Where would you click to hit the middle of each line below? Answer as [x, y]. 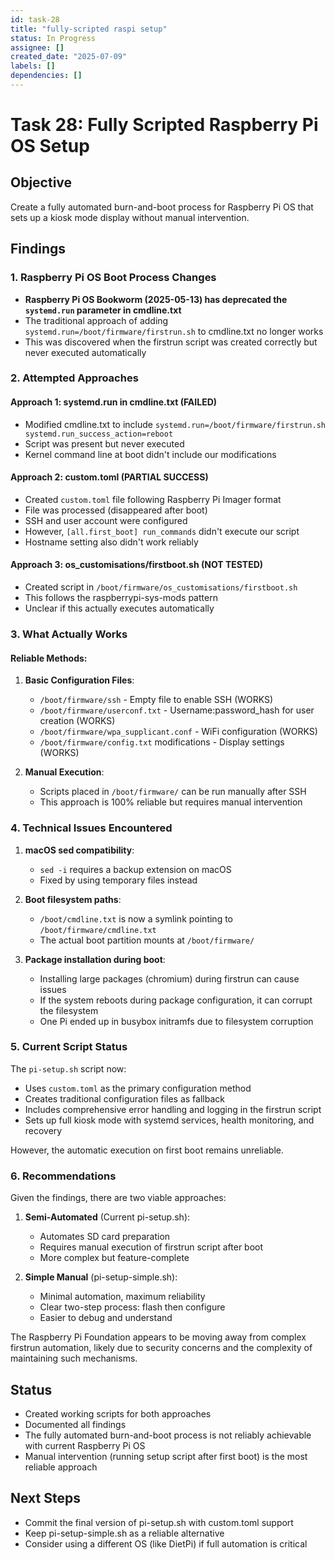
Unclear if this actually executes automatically [119, 608]
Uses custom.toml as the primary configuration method [138, 1088]
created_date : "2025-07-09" [69, 57]
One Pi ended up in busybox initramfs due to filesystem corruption [176, 1021]
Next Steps [45, 1498]
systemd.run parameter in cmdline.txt [103, 310]
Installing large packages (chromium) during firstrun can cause [169, 978]
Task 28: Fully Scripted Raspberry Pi [164, 125]
